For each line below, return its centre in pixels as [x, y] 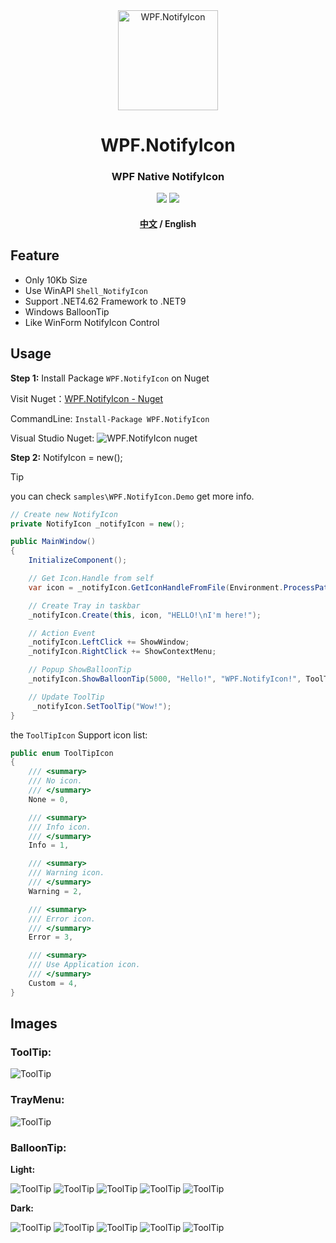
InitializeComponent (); [78, 560]
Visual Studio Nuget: [52, 438]
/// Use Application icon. [84, 965]
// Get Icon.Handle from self [91, 579]
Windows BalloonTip [67, 311]
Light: [23, 1169]
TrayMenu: [37, 1100]
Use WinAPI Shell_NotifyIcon [86, 290]
